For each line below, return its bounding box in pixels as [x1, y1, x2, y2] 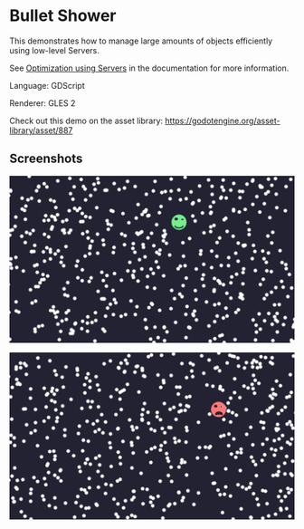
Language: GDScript [9, 80, 85, 91]
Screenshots [9, 151, 83, 167]
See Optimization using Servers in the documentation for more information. [9, 63, 290, 73]
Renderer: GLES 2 [9, 97, 76, 109]
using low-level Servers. [9, 44, 100, 55]
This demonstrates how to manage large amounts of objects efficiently [9, 35, 273, 46]
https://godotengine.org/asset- [165, 115, 280, 126]
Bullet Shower [9, 5, 117, 26]
